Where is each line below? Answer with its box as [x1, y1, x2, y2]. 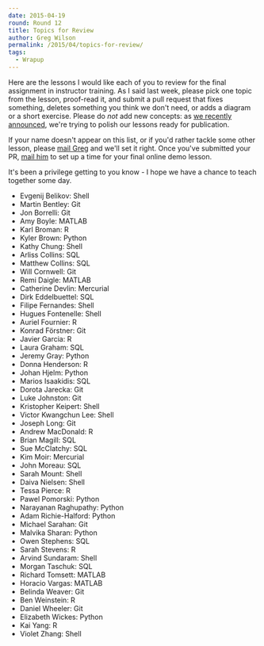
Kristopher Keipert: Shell [19, 401, 100, 411]
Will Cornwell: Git [19, 266, 77, 276]
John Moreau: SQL [19, 461, 82, 470]
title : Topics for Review [8, 26, 94, 34]
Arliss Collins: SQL [19, 250, 81, 259]
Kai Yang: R [19, 620, 58, 630]
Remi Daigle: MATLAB [19, 275, 91, 285]
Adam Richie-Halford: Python [19, 510, 116, 520]
